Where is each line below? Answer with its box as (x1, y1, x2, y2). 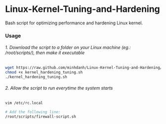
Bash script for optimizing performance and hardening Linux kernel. (5, 20, 143, 26)
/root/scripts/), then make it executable (5, 50, 85, 56)
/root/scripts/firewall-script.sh (5, 114, 77, 119)
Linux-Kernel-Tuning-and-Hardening (5, 3, 161, 15)
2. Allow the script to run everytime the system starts (5, 85, 113, 91)
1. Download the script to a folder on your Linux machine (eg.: (5, 45, 131, 51)
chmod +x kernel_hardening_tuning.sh (5, 69, 83, 75)
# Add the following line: (5, 109, 61, 115)
